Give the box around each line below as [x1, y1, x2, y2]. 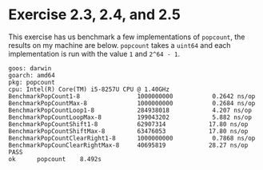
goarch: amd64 [8, 71, 56, 79]
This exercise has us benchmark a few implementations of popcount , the [8, 32, 245, 42]
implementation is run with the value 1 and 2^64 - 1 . [8, 49, 181, 58]
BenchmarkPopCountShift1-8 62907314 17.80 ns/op [8, 120, 249, 128]
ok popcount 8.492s [8, 155, 102, 163]
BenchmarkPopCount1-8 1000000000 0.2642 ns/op [8, 92, 256, 101]
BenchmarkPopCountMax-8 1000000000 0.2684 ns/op [8, 99, 256, 107]
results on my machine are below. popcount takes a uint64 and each [8, 40, 231, 49]
